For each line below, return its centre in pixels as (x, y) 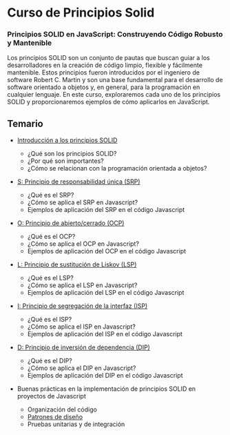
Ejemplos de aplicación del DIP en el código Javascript (105, 376)
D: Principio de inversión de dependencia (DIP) (83, 347)
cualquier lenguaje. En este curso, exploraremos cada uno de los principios (114, 95)
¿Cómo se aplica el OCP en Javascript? (83, 244)
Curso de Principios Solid (81, 13)
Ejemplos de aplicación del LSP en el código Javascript (106, 293)
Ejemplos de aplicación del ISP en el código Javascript (105, 334)
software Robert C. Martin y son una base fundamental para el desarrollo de (115, 80)
